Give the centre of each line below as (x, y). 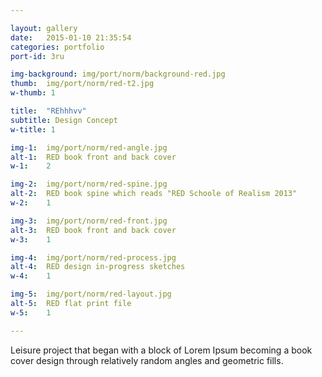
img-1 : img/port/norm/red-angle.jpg (89, 147)
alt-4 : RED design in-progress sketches (98, 267)
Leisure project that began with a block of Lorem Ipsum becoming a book (161, 350)
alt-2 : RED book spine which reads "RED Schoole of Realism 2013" (154, 194)
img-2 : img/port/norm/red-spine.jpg (89, 184)
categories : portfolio (57, 47)
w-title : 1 (33, 129)
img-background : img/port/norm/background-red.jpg (118, 74)
